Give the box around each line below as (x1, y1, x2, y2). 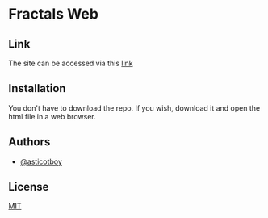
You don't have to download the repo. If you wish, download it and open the (8, 103, 261, 113)
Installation (8, 82, 66, 95)
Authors (8, 135, 51, 149)
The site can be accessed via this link (8, 58, 133, 68)
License (8, 180, 49, 194)
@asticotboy (19, 157, 63, 166)
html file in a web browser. (8, 111, 96, 121)
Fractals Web (8, 5, 99, 23)
